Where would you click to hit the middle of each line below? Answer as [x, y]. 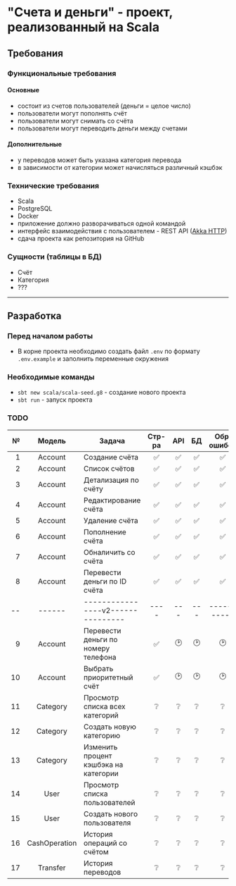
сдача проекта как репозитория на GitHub [81, 239]
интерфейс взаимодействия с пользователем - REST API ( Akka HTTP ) [122, 231]
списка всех [104, 706]
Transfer [52, 868]
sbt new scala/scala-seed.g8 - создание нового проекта [101, 393]
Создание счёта [111, 457]
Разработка [34, 315]
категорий [101, 715]
